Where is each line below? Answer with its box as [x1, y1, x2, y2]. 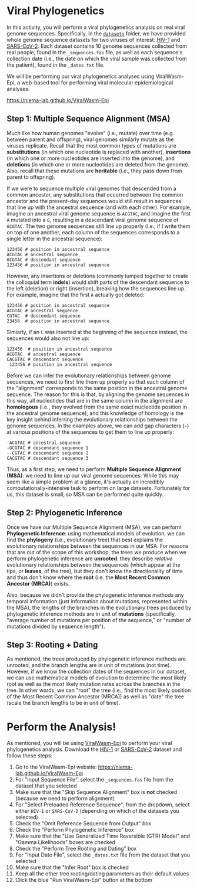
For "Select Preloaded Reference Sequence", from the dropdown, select [15, 801, 190, 808]
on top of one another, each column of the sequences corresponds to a [6, 228, 180, 236]
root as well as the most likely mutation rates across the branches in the [6, 681, 181, 688]
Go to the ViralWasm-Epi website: [15, 763, 97, 771]
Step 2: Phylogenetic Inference [6, 508, 123, 518]
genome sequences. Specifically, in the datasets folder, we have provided [6, 30, 186, 37]
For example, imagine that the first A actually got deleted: [6, 291, 145, 298]
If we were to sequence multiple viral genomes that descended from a [6, 185, 177, 192]
